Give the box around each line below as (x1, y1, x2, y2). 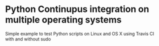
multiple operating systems (5, 14, 121, 25)
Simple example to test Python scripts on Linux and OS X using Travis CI (5, 30, 154, 36)
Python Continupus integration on (5, 3, 149, 15)
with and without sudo (5, 36, 51, 42)
